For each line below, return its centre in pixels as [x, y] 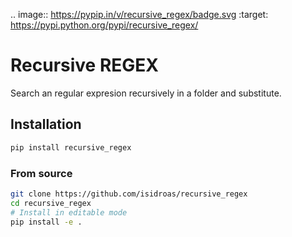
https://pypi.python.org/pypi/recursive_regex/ [104, 25]
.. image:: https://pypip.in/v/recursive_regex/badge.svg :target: [139, 14]
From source [41, 173]
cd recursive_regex [51, 203]
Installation [46, 124]
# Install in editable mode [69, 212]
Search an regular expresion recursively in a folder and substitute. [146, 93]
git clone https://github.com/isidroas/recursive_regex [129, 194]
